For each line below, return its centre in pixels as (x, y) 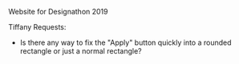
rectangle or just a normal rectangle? (81, 51)
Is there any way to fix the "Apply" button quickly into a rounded (126, 42)
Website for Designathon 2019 (58, 12)
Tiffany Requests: (37, 27)
